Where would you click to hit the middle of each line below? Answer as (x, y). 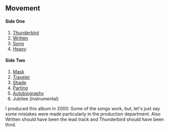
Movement (23, 8)
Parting (20, 88)
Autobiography (28, 93)
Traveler (21, 77)
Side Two (15, 60)
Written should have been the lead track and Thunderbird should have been (85, 119)
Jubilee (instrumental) (36, 98)
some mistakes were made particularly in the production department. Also (83, 114)
